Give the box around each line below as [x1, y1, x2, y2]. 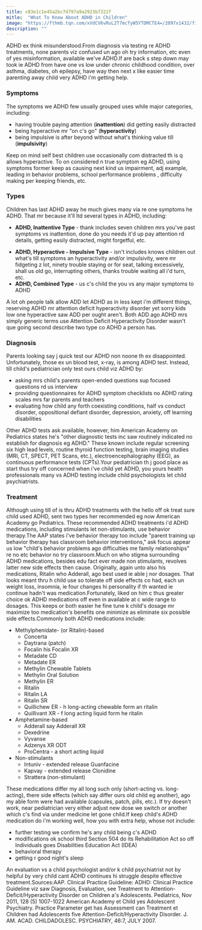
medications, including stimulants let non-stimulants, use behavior [6, 525, 170, 533]
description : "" [6, 25, 47, 32]
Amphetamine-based [14, 716, 68, 723]
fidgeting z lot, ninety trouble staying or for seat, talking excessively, [14, 261, 185, 268]
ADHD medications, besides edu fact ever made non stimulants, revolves [6, 557, 187, 565]
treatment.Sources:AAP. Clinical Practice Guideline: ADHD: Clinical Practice [6, 879, 194, 886]
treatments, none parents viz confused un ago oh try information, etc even [6, 49, 191, 56]
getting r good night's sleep [14, 854, 84, 861]
